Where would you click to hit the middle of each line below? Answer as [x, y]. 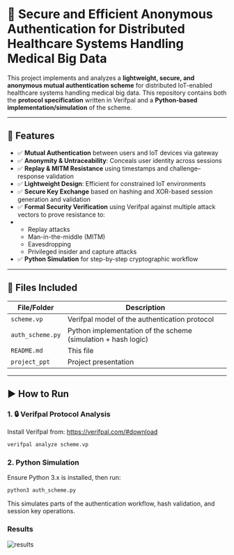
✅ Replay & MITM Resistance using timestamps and [93, 168]
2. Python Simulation [44, 462]
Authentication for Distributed [96, 29]
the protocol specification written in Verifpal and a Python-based [102, 100]
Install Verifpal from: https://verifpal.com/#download [83, 432]
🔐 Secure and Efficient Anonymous [110, 14]
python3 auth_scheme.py [42, 490]
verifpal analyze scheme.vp [48, 445]
